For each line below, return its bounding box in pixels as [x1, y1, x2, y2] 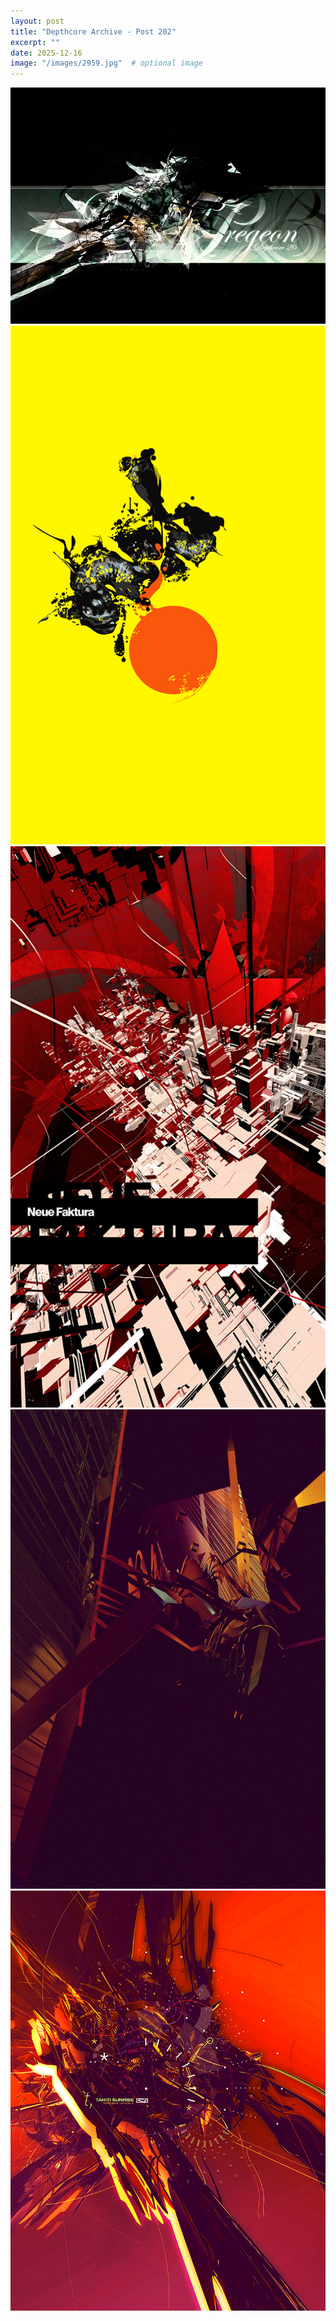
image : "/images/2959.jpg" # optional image [10, 58, 203, 69]
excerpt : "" [10, 37, 60, 47]
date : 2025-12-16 [10, 48, 83, 58]
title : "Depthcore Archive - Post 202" [10, 26, 177, 37]
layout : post [10, 16, 65, 26]
